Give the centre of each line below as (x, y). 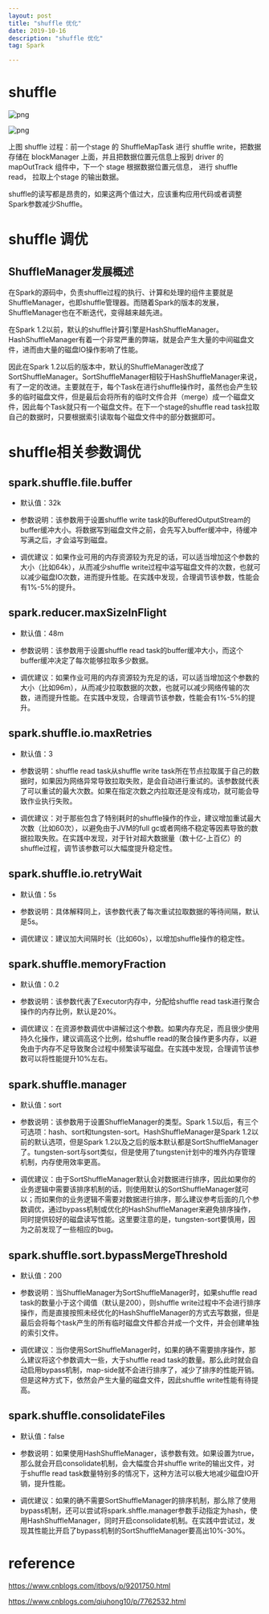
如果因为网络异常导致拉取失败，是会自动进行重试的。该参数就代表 (150, 781)
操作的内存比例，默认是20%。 (70, 1011)
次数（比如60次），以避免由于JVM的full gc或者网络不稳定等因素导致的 (135, 827)
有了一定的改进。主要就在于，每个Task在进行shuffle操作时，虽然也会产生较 (133, 387)
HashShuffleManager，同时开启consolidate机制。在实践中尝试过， (138, 1520)
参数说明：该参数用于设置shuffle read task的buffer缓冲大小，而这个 (132, 650)
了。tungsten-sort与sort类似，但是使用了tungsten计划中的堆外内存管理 (137, 1152)
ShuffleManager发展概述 (71, 271)
